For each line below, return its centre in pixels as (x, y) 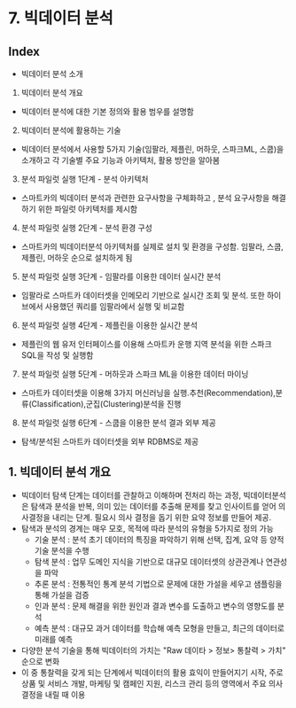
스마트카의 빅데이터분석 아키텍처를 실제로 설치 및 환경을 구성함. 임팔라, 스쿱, (152, 246)
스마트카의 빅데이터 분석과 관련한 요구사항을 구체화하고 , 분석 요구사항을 (145, 198)
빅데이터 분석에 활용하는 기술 (71, 130)
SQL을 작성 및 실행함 (57, 355)
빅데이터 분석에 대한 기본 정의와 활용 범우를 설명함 (107, 111)
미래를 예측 (53, 639)
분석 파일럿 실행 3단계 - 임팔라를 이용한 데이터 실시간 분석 (121, 276)
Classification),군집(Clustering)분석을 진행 (106, 404)
